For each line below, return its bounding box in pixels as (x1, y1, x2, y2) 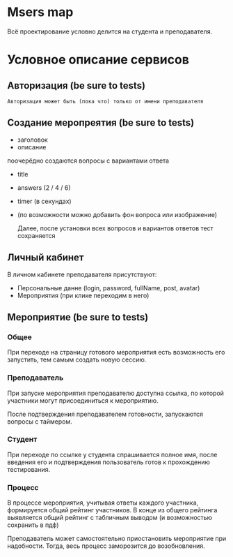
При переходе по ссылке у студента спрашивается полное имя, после (7, 450, 218, 459)
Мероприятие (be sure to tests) (7, 311, 149, 323)
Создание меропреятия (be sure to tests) (7, 117, 195, 129)
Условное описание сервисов (7, 52, 190, 68)
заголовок (17, 135, 49, 144)
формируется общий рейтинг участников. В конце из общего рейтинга (7, 506, 218, 514)
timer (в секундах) (17, 197, 72, 205)
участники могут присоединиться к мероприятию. (7, 396, 159, 405)
